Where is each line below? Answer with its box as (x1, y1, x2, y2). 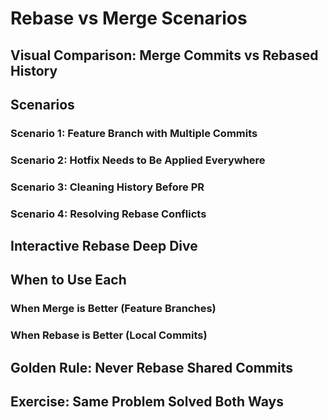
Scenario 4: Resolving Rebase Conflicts (10, 207, 207, 221)
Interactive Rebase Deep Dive (10, 238, 198, 255)
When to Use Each (10, 272, 127, 289)
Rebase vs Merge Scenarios (10, 7, 248, 30)
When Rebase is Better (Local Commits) (10, 328, 208, 342)
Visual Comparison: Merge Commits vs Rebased (10, 47, 319, 64)
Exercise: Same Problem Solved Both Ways (10, 393, 284, 411)
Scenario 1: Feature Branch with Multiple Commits (10, 126, 258, 140)
